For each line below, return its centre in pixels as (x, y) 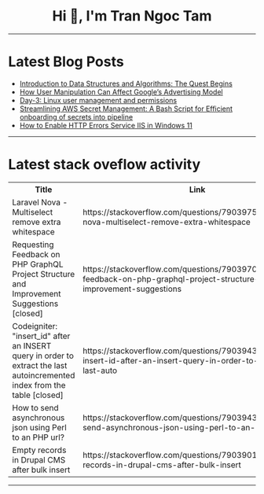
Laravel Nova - (40, 202)
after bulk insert (41, 470)
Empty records (39, 450)
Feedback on (36, 254)
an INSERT (32, 345)
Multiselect (33, 212)
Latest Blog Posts (66, 62)
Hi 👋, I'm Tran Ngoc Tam (132, 16)
